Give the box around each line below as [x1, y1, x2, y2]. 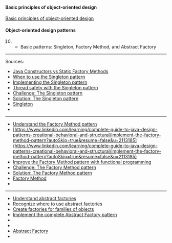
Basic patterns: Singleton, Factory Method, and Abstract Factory [20, 44, 157, 50]
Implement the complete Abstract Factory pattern [12, 212, 117, 218]
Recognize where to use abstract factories [12, 201, 102, 207]
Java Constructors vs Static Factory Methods [12, 68, 109, 75]
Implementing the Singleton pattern [12, 79, 88, 85]
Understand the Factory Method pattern [12, 121, 97, 127]
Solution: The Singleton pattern [12, 95, 79, 102]
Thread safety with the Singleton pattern [12, 85, 98, 91]
